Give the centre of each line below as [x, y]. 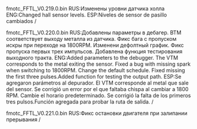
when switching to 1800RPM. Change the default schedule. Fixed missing [96, 70]
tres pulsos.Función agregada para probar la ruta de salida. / [80, 102]
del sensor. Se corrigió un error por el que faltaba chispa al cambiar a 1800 [97, 89]
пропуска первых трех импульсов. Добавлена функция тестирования [94, 51]
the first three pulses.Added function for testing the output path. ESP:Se [94, 77]
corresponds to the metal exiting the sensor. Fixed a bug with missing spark [98, 64]
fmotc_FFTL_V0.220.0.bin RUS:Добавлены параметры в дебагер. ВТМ [94, 33]
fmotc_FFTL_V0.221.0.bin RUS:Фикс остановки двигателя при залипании [97, 113]
